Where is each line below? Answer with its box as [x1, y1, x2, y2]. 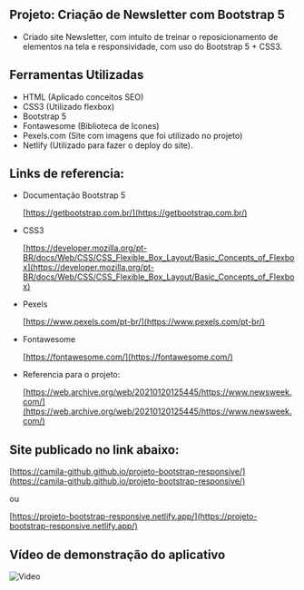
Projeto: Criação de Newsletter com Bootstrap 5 [9, 7, 286, 23]
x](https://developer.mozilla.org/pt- [22, 262, 154, 273]
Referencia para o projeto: [22, 369, 121, 380]
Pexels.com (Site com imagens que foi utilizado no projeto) [22, 130, 243, 141]
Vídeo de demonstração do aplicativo [9, 546, 226, 562]
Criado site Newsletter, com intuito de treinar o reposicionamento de [22, 31, 279, 42]
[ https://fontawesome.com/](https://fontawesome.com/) [22, 351, 233, 362]
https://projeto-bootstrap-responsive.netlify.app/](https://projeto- [12, 511, 258, 522]
